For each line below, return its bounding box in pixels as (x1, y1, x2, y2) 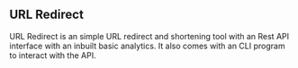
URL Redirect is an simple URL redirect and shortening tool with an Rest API (9, 30, 290, 41)
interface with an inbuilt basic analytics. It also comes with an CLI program (9, 40, 285, 51)
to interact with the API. (9, 49, 96, 61)
